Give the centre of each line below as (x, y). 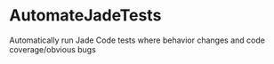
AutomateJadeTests (85, 16)
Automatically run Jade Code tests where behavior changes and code (137, 40)
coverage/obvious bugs (52, 49)
